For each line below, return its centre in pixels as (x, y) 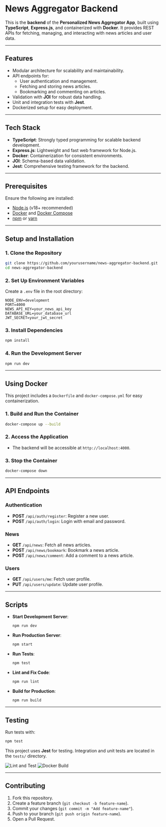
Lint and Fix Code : (31, 672)
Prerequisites (26, 186)
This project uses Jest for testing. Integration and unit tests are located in (80, 751)
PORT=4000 (15, 305)
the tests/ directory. (26, 756)
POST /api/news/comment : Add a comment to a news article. (73, 555)
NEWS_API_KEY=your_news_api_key (38, 309)
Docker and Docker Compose (42, 213)
